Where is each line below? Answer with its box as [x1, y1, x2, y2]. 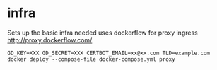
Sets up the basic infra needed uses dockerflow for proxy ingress [7, 28, 198, 37]
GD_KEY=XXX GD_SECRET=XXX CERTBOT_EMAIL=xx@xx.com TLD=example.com [7, 49, 211, 57]
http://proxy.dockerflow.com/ [7, 35, 93, 44]
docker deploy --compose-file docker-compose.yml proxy [7, 55, 175, 63]
